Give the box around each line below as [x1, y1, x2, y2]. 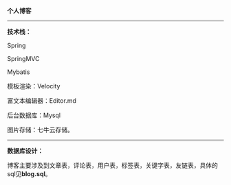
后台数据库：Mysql [7, 111, 60, 119]
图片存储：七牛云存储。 [7, 126, 74, 134]
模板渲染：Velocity [7, 82, 60, 90]
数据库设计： [7, 147, 43, 155]
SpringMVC [7, 55, 40, 62]
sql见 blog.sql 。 [7, 170, 52, 177]
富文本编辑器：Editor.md [7, 97, 77, 105]
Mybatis [7, 68, 30, 76]
